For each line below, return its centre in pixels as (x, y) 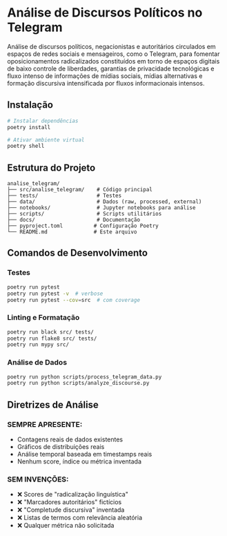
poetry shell (26, 146)
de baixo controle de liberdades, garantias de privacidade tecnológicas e (111, 68)
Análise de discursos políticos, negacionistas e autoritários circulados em (111, 46)
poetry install (29, 127)
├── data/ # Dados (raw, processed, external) (105, 202)
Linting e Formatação (43, 318)
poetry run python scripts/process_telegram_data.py (85, 377)
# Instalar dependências (43, 121)
